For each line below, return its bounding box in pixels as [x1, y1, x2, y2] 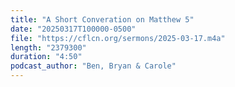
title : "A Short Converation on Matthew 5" [10, 14, 195, 25]
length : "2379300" [10, 42, 87, 53]
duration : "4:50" [10, 52, 83, 62]
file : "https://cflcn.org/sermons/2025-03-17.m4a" [10, 33, 226, 43]
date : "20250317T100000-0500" [10, 24, 137, 34]
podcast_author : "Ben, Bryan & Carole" [10, 61, 177, 71]
